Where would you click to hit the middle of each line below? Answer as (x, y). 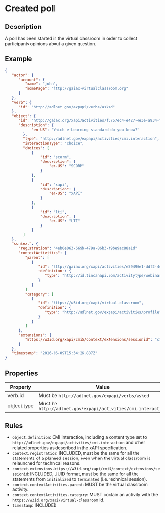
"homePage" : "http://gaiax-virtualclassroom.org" (77, 89)
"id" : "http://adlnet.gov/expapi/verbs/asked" (67, 107)
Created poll (31, 9)
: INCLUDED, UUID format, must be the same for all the (83, 474)
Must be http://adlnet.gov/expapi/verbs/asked (94, 395)
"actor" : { (23, 75)
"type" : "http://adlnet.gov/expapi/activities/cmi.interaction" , (91, 139)
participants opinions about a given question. (51, 44)
